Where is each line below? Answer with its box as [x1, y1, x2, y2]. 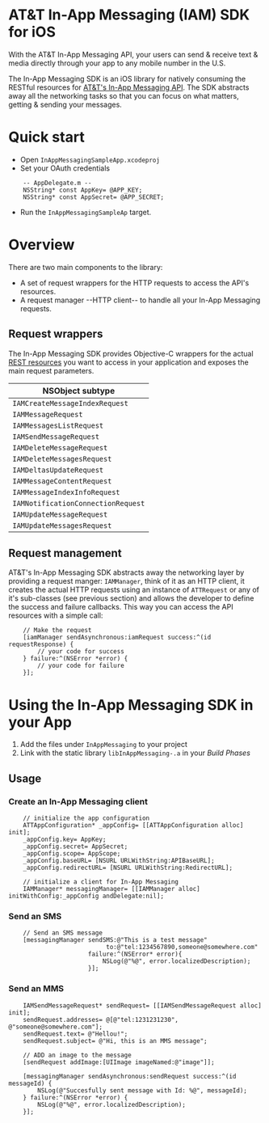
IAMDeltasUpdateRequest [12, 465, 104, 475]
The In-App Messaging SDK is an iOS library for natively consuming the [8, 74, 246, 83]
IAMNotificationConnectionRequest [12, 499, 145, 508]
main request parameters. [8, 365, 95, 375]
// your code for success [37, 648, 125, 656]
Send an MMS [8, 983, 65, 994]
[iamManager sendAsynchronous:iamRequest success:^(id [23, 633, 212, 642]
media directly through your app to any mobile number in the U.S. [8, 58, 226, 68]
